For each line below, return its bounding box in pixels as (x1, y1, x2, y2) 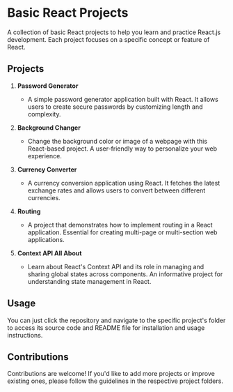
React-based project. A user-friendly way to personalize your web (27, 144, 218, 153)
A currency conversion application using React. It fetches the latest (27, 179, 220, 187)
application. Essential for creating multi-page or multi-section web (27, 228, 218, 236)
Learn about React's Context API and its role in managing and (27, 262, 204, 271)
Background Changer (17, 123, 81, 132)
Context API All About (17, 249, 82, 257)
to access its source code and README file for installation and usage (7, 323, 205, 332)
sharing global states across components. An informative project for (27, 270, 223, 278)
